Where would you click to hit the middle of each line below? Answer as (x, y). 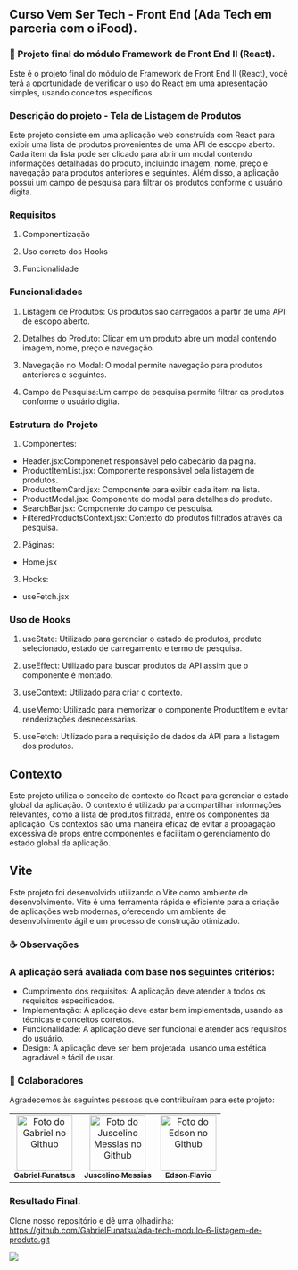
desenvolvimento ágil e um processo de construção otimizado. (125, 920)
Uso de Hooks (40, 619)
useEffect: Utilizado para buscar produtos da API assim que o (135, 666)
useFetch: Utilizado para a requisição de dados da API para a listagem (151, 737)
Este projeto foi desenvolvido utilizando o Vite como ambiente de (128, 892)
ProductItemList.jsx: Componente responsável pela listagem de (138, 470)
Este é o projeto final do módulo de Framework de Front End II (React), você (149, 73)
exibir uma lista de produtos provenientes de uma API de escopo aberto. (142, 144)
